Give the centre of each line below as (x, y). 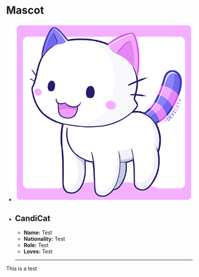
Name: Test (38, 233)
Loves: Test (38, 251)
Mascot (25, 10)
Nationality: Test (44, 238)
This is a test (22, 268)
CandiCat (32, 218)
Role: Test (36, 245)
